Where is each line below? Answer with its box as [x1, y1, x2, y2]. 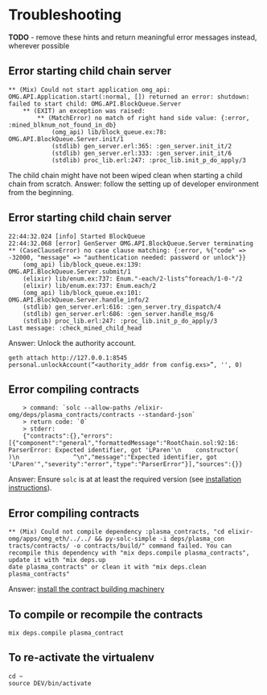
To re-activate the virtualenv [8, 651, 155, 664]
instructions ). [8, 483, 52, 493]
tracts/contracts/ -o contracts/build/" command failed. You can [8, 542, 232, 550]
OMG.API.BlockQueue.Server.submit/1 [8, 268, 131, 276]
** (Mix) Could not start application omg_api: [8, 85, 171, 94]
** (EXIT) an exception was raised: [23, 106, 146, 114]
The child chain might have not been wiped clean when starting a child [8, 170, 243, 180]
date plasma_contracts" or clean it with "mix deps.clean [8, 563, 207, 572]
